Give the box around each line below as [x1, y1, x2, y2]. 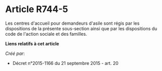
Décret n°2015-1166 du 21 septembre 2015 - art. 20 [12, 60, 119, 66]
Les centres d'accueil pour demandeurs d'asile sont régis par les [5, 20, 140, 26]
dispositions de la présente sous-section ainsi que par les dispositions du [5, 25, 157, 31]
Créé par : [5, 50, 25, 56]
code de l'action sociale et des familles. [5, 31, 87, 37]
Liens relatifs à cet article [5, 40, 59, 46]
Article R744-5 [5, 4, 68, 15]
